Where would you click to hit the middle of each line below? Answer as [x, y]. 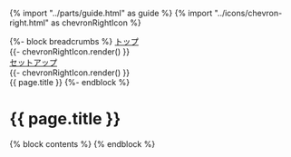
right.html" [29, 23]
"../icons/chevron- [248, 13]
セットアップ [33, 62]
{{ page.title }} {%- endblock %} [69, 82]
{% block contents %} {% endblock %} [82, 143]
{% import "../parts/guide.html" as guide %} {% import [111, 13]
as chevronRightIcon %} [97, 23]
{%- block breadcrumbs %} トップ [74, 41]
